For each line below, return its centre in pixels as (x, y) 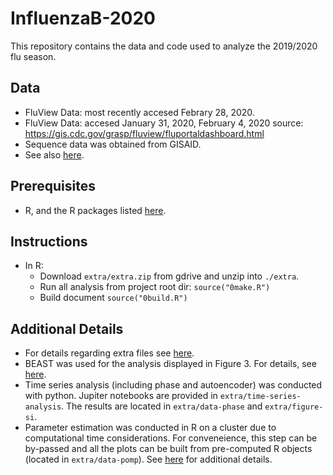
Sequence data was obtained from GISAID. (113, 144)
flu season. (33, 56)
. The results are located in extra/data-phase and (162, 406)
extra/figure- (294, 407)
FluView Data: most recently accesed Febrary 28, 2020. (139, 112)
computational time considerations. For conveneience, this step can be (171, 438)
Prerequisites (53, 186)
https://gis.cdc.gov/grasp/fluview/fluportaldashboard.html (144, 133)
